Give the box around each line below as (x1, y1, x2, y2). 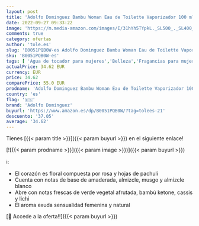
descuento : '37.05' (6, 113, 54, 119)
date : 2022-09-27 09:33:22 (6, 20, 73, 25)
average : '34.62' (6, 119, 49, 125)
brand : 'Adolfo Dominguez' (6, 102, 73, 108)
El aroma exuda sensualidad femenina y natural (14, 202, 130, 209)
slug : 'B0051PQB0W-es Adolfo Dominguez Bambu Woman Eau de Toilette (6, 47, 179, 53)
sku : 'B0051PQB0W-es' (6, 53, 60, 59)
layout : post (6, 8, 38, 15)
